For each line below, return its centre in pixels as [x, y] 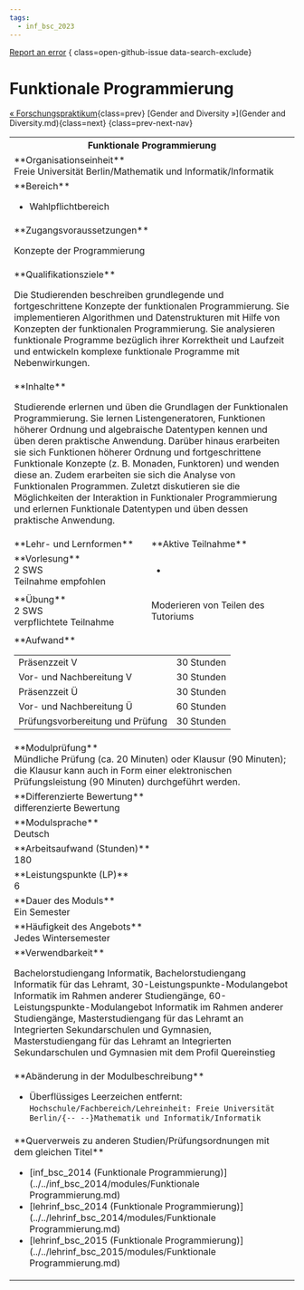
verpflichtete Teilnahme [64, 622]
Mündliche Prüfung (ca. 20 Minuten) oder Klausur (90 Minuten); [150, 759]
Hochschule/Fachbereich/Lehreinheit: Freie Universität [152, 1109]
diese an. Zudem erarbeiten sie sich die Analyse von [125, 475]
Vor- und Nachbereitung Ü [76, 707]
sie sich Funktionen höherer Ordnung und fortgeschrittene [138, 452]
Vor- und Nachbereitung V [76, 678]
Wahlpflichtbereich [70, 207]
